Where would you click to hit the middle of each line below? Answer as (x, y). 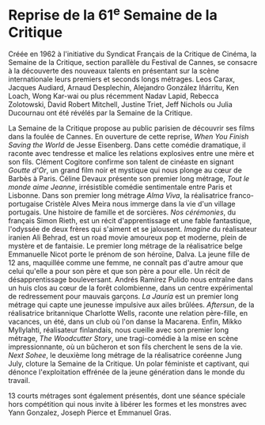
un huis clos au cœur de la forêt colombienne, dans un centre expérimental (131, 288)
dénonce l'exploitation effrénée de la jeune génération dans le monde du (127, 372)
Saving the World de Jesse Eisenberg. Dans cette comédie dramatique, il (127, 145)
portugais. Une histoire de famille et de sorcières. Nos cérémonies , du (122, 212)
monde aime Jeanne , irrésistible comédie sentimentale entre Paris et (120, 187)
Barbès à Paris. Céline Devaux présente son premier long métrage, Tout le (129, 179)
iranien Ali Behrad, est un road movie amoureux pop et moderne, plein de (128, 237)
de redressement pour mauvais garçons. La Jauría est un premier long (123, 297)
